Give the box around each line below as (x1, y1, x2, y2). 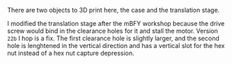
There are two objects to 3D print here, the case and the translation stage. (7, 6, 220, 14)
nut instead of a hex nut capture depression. (7, 49, 134, 57)
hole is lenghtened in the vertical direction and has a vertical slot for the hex (7, 42, 225, 49)
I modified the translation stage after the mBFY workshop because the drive (7, 19, 225, 27)
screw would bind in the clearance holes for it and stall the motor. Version (7, 27, 218, 35)
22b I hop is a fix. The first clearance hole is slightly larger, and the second (7, 34, 219, 42)
